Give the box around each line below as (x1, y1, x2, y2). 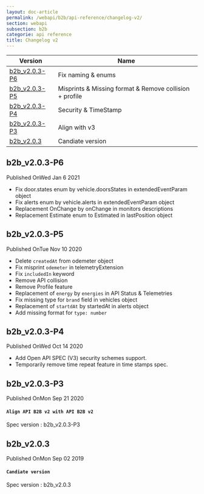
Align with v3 (58, 123, 95, 132)
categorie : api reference (6, 32, 72, 38)
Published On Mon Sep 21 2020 (6, 395, 84, 402)
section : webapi (6, 20, 47, 26)
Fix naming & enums (58, 71, 116, 79)
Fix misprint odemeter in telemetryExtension (15, 263, 124, 271)
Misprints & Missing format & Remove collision (58, 85, 190, 93)
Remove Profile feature (15, 283, 73, 290)
